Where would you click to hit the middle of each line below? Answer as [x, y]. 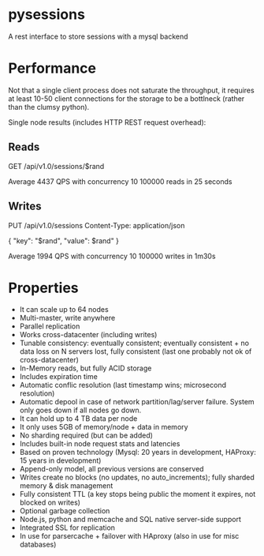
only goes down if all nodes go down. [80, 410]
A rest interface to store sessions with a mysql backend [98, 36]
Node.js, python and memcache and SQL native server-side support [130, 520]
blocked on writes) [50, 502]
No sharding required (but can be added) [86, 435]
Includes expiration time [59, 377]
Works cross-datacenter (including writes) [88, 335]
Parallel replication [50, 326]
